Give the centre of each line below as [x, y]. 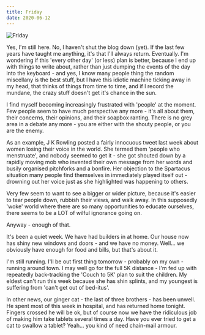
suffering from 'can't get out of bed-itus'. [58, 287]
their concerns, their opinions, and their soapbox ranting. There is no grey [99, 118]
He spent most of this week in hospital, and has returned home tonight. [96, 306]
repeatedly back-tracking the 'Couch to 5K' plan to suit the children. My [97, 274]
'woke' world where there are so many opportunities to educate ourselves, [100, 206]
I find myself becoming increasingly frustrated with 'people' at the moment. [101, 104]
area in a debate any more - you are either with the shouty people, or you [99, 124]
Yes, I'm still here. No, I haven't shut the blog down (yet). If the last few [95, 47]
